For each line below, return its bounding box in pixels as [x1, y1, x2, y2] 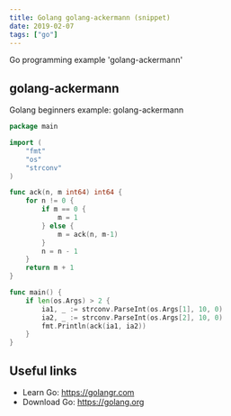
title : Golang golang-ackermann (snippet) [9, 13, 171, 23]
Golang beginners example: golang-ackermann [9, 104, 184, 115]
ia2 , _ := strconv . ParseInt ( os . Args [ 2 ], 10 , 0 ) [41, 312, 223, 322]
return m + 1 [25, 263, 75, 273]
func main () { [9, 288, 63, 297]
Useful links [9, 363, 78, 378]
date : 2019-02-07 [9, 22, 75, 31]
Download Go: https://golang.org [22, 397, 145, 407]
